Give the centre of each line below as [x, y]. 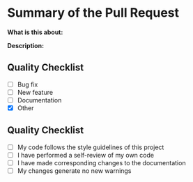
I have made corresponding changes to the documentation [101, 162]
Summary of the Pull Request [93, 13]
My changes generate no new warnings [74, 171]
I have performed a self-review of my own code [86, 155]
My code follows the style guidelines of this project [91, 147]
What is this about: [35, 32]
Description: [25, 45]
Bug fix [28, 84]
